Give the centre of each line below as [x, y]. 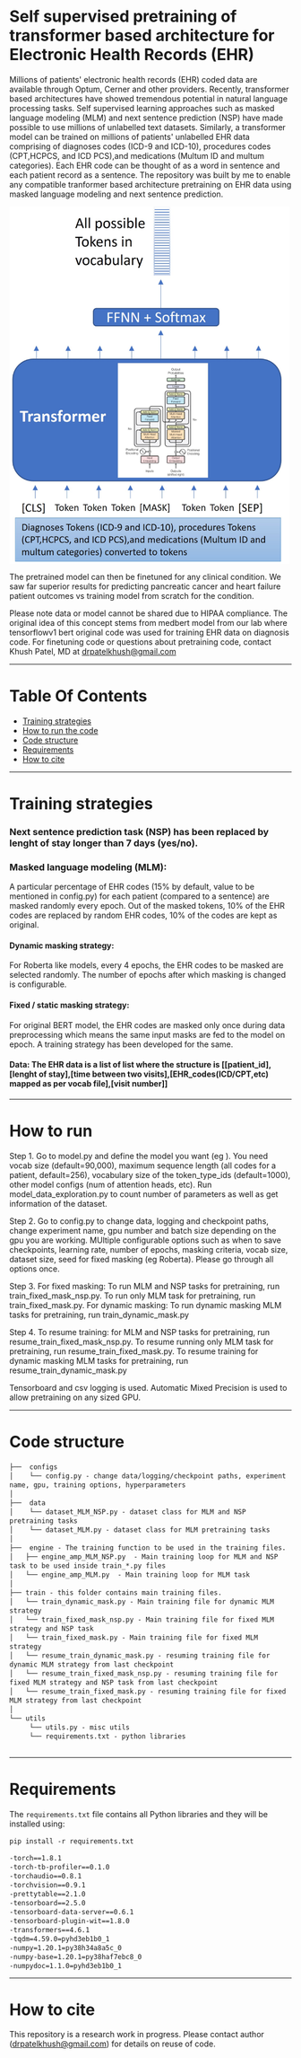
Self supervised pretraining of [123, 17]
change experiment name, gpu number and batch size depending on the [143, 1230]
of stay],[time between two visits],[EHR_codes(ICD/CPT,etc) [154, 1074]
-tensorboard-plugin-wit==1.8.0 [69, 1921]
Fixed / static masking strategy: [69, 1005]
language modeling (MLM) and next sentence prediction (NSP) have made [146, 118]
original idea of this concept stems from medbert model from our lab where [149, 622]
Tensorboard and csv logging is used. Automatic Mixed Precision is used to [148, 1387]
